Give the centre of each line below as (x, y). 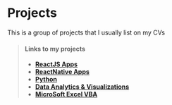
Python (46, 80)
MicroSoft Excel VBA (66, 94)
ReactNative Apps (62, 72)
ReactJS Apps (56, 64)
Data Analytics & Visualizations (82, 87)
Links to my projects (55, 49)
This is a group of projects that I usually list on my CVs (86, 32)
